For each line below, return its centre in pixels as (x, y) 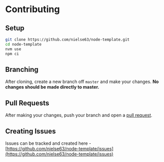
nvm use (13, 49)
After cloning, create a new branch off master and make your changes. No (82, 82)
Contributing (33, 9)
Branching (22, 69)
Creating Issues (31, 131)
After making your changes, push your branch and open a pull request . (79, 115)
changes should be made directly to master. (52, 87)
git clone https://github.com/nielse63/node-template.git (67, 39)
